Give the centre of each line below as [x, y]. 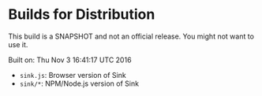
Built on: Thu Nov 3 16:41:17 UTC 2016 [70, 60]
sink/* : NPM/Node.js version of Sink [79, 83]
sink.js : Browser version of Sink [73, 75]
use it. [18, 44]
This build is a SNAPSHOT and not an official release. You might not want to [131, 36]
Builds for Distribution [82, 15]
